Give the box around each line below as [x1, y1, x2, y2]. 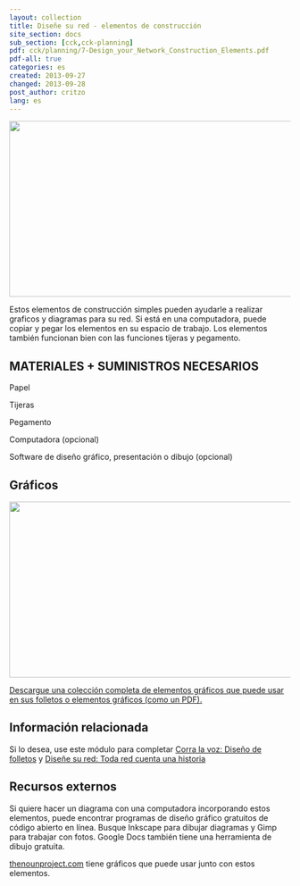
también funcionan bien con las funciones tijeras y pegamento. [9, 332, 241, 344]
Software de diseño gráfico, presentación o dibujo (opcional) [9, 452, 234, 463]
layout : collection [9, 13, 82, 22]
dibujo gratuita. [9, 840, 65, 851]
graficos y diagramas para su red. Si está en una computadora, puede [9, 313, 267, 324]
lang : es [9, 96, 42, 105]
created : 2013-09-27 [9, 71, 87, 80]
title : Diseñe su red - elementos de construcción [9, 21, 202, 30]
